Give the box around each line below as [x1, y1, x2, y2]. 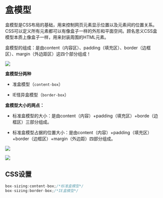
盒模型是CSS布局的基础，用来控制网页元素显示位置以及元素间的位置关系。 [5, 22, 158, 28]
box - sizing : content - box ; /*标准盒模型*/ [5, 184, 84, 189]
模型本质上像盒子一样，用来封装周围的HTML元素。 [5, 34, 109, 40]
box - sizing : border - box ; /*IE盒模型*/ [5, 188, 79, 193]
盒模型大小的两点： [5, 102, 45, 108]
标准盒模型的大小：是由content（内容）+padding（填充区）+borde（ [12, 112, 154, 119]
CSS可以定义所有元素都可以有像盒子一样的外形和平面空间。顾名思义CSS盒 [5, 28, 158, 34]
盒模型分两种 [5, 70, 31, 77]
